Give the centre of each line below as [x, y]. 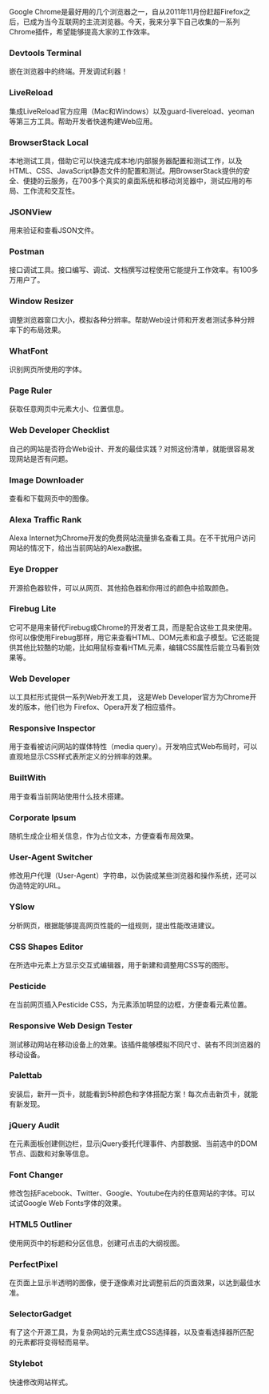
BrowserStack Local [49, 142]
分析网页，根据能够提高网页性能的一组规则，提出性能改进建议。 [114, 925]
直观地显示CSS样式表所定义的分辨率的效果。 [83, 757]
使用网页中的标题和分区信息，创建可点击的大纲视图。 [97, 1243]
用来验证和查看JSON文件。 [54, 230]
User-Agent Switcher [51, 857]
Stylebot [26, 1364]
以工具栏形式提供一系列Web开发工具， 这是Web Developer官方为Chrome [129, 697]
